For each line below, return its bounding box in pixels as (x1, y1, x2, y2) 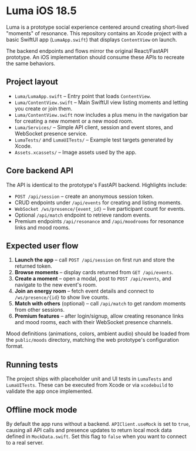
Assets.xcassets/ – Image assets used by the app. (14, 149, 137, 156)
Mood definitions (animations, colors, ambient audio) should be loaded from (6, 330, 190, 337)
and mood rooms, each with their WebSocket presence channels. (14, 319, 173, 326)
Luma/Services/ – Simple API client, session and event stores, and (14, 123, 173, 130)
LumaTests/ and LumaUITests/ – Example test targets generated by (14, 136, 174, 143)
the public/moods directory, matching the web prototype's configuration (6, 336, 179, 344)
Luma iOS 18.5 (6, 4, 77, 18)
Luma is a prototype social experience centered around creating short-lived (6, 23, 189, 31)
